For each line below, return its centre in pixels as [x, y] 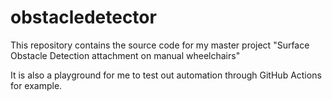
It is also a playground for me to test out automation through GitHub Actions [166, 75]
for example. [36, 85]
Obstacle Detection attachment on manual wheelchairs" [125, 55]
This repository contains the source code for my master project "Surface [160, 45]
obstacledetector [83, 17]
